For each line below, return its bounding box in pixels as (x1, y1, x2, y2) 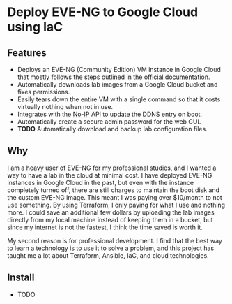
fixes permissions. (17, 88, 70, 96)
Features (7, 47, 47, 59)
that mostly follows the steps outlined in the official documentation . (17, 73, 210, 81)
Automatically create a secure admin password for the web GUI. (17, 117, 201, 126)
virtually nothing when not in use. (17, 103, 114, 110)
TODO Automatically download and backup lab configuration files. (17, 125, 208, 133)
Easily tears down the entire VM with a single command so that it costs (17, 95, 221, 103)
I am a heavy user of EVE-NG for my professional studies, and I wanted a (7, 164, 217, 172)
